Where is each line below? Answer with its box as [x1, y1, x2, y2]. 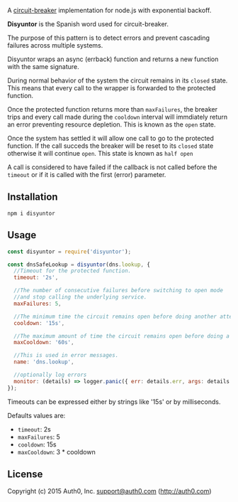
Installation [7, 191, 58, 203]
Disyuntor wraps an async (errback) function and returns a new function [7, 55, 219, 63]
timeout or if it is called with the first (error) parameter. [7, 171, 166, 178]
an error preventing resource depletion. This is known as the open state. [7, 120, 216, 129]
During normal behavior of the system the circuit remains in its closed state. [7, 76, 228, 85]
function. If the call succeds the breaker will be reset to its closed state [7, 141, 214, 150]
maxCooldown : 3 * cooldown [17, 447, 96, 456]
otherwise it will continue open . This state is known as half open [7, 149, 193, 157]
